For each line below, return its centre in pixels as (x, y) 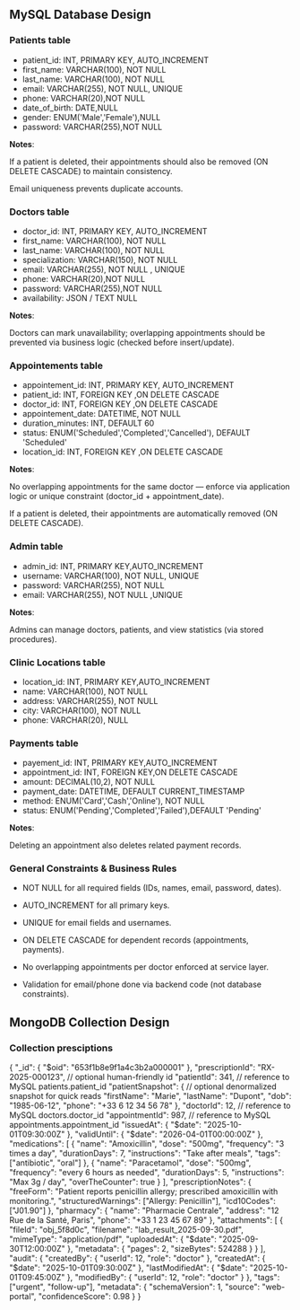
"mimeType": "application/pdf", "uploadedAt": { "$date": (113, 1239)
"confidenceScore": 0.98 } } (90, 1297)
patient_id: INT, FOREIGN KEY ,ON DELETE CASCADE (120, 395)
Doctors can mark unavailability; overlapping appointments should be (137, 332)
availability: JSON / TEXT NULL (80, 298)
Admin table (36, 547)
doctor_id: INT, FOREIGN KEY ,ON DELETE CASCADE (120, 404)
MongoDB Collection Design (90, 1022)
